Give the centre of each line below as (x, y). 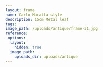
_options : (16, 38)
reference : (17, 33)
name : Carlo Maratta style (34, 15)
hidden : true (28, 47)
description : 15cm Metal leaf (37, 19)
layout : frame (20, 10)
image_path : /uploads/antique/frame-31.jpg (52, 29)
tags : (11, 24)
